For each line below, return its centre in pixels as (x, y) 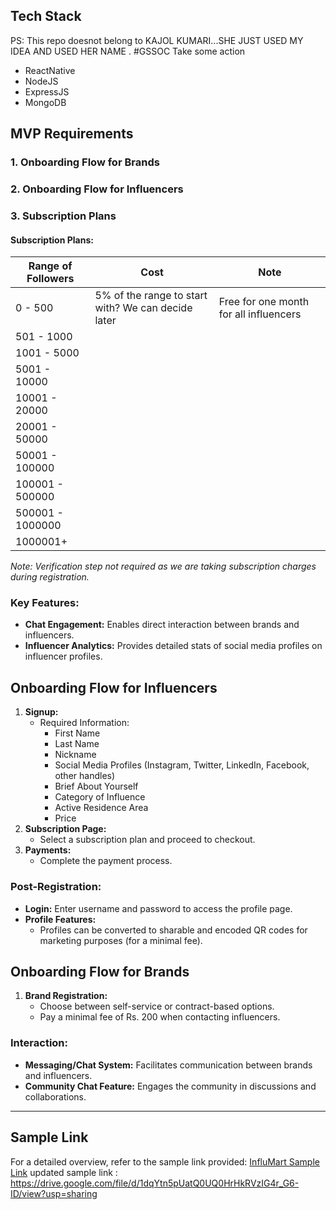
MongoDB (45, 102)
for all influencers (260, 314)
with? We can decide (143, 308)
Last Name (77, 744)
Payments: (48, 850)
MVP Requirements (72, 134)
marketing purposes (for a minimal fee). (121, 940)
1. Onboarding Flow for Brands (85, 162)
